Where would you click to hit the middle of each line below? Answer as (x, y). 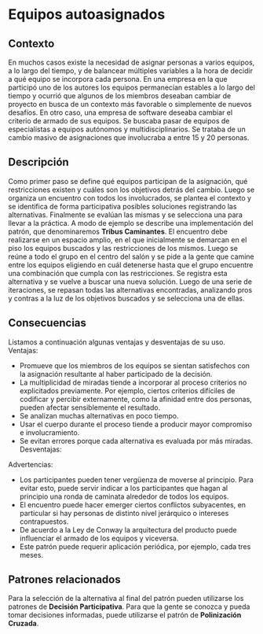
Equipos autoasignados (87, 15)
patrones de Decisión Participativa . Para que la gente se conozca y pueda (129, 606)
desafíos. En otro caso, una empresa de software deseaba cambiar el (121, 112)
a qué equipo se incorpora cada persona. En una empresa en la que (118, 79)
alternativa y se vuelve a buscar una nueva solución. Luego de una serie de (130, 282)
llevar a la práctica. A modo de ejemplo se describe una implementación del (131, 223)
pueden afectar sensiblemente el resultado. (90, 407)
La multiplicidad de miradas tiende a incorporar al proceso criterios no (133, 382)
